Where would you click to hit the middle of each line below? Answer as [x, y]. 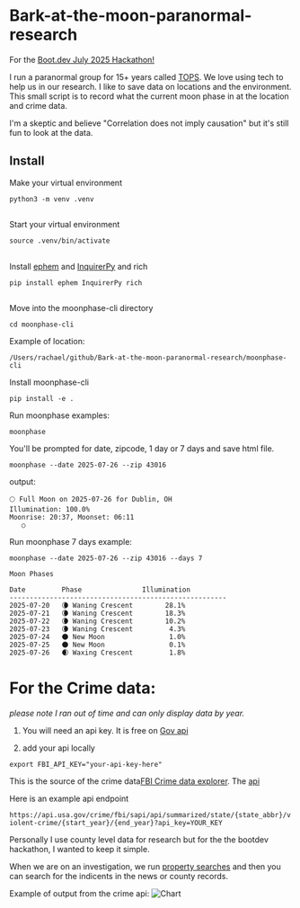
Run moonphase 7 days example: [71, 541]
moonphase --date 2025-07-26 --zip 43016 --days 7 [106, 558]
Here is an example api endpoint [69, 798]
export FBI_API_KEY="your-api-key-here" [86, 764]
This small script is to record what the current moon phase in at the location [149, 96]
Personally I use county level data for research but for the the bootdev [139, 839]
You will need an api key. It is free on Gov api [105, 730]
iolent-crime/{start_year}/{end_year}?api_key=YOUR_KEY [116, 823]
